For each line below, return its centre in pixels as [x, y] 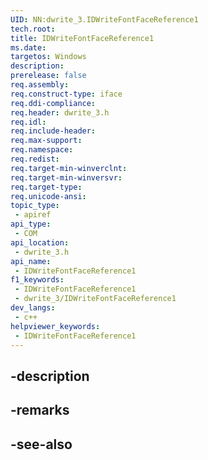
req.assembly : [40, 85]
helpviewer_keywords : [55, 326]
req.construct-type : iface [66, 94]
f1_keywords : [37, 280]
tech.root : [33, 29]
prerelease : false [48, 76]
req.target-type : [46, 187]
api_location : [40, 242]
